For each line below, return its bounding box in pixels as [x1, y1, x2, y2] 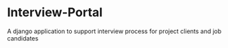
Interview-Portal [7, 5, 103, 20]
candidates [7, 34, 39, 42]
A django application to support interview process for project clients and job [7, 27, 222, 35]
